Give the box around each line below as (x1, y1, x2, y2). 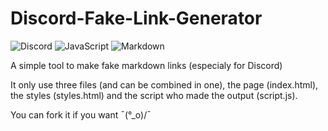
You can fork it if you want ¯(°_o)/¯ (10, 108, 152, 121)
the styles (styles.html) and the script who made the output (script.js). (10, 89, 298, 101)
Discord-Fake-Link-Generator (10, 7, 263, 30)
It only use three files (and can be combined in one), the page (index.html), (10, 78, 319, 91)
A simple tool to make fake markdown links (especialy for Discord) (10, 59, 283, 71)
